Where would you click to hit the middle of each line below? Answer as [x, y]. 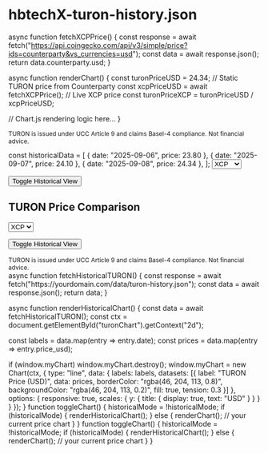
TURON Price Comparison [74, 207]
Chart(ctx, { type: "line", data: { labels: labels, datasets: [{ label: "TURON [127, 372]
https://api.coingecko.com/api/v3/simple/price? [109, 45]
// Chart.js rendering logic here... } [65, 118]
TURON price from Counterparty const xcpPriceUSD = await [108, 86]
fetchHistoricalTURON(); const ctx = [68, 316]
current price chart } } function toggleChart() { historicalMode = [113, 423]
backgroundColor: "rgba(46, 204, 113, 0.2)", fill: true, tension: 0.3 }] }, [122, 390]
